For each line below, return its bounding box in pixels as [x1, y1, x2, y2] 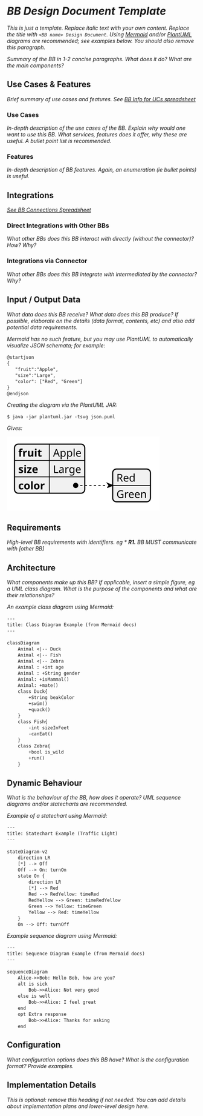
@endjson [7, 390, 29, 396]
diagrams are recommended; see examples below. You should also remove [7, 37, 195, 44]
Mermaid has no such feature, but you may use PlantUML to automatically [7, 335, 193, 342]
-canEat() [28, 731, 53, 737]
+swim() [28, 701, 48, 707]
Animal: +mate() [18, 683, 59, 689]
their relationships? [7, 592, 55, 599]
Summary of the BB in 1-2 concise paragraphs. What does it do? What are [7, 55, 192, 62]
